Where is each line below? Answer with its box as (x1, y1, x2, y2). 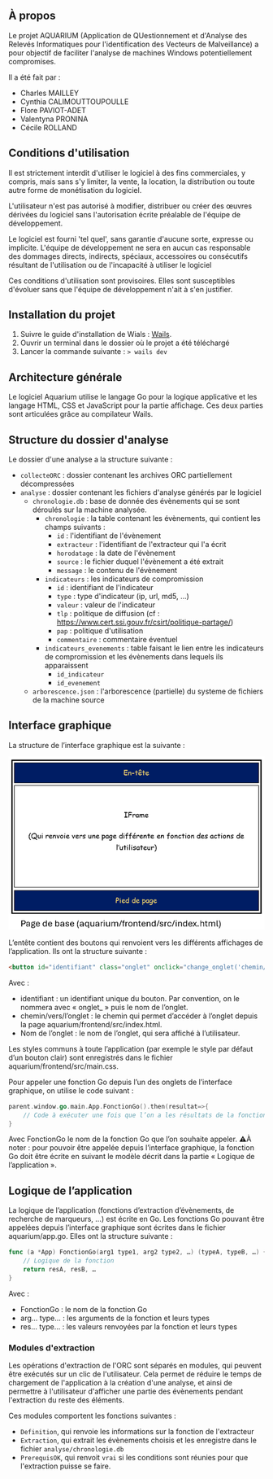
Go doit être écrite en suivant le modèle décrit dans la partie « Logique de (8, 1152, 255, 1162)
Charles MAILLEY (19, 88, 80, 98)
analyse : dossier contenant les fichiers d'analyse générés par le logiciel (19, 488, 262, 497)
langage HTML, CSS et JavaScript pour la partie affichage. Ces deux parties (8, 400, 264, 410)
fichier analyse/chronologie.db (19, 1444, 124, 1454)
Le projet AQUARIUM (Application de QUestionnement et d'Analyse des (8, 30, 248, 40)
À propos (8, 9, 56, 23)
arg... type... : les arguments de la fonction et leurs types (19, 1313, 210, 1323)
